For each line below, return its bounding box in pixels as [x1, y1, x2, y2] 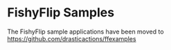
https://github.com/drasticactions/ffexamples [7, 34, 136, 42]
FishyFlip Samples [7, 5, 115, 21]
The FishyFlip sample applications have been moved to [7, 27, 164, 36]
